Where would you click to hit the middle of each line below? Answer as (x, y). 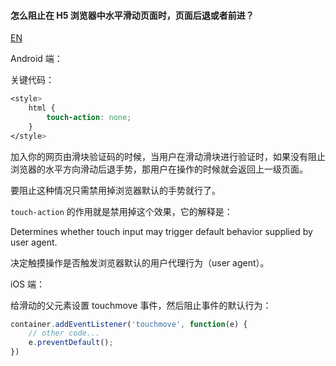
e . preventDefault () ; (71, 343)
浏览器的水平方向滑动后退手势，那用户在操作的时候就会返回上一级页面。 (159, 169)
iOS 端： (28, 284)
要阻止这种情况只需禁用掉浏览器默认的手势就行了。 (115, 190)
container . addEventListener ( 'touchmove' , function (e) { (129, 324)
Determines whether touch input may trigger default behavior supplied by (161, 231)
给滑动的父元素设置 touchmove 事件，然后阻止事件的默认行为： (141, 305)
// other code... (64, 333)
